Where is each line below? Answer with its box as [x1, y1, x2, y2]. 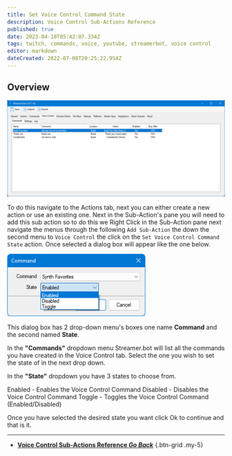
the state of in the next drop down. [7, 358, 106, 367]
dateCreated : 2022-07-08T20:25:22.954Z [7, 55, 122, 62]
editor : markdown [7, 48, 57, 55]
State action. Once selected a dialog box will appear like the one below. [7, 240, 211, 248]
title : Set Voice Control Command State [7, 11, 126, 18]
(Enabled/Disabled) [7, 400, 62, 408]
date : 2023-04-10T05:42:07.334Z [7, 33, 100, 40]
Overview [7, 82, 50, 93]
